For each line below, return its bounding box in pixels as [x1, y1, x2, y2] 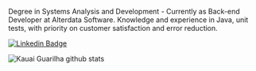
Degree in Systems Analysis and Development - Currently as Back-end [8, 7, 240, 16]
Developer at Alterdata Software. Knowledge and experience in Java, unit [8, 15, 249, 24]
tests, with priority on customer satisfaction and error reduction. [8, 24, 219, 32]
